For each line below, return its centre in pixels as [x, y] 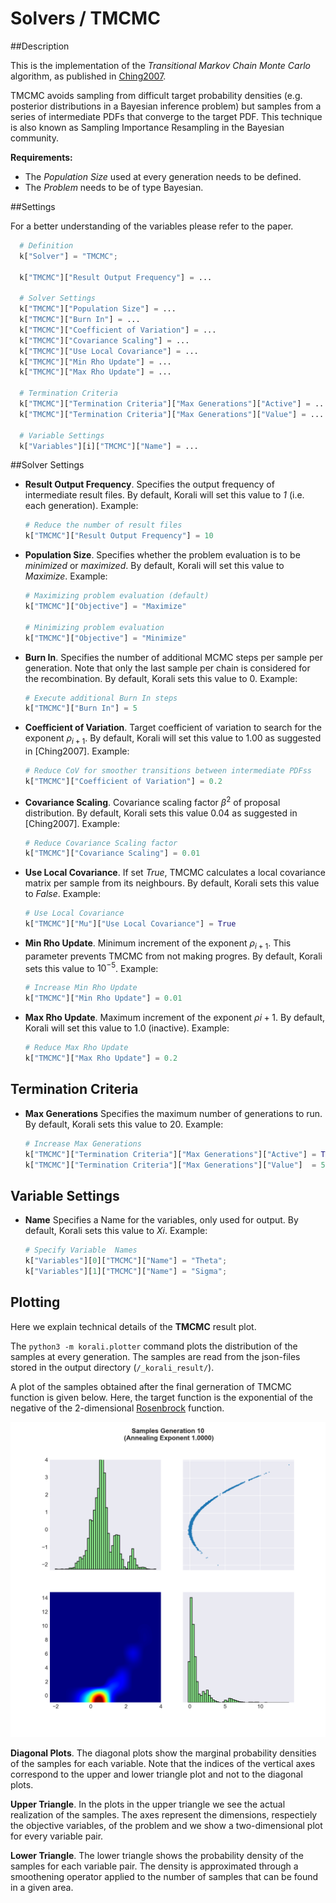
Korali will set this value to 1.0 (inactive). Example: [127, 1028]
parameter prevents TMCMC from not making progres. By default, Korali [173, 956]
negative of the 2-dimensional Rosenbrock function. [117, 1408]
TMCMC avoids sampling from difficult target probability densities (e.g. [156, 95]
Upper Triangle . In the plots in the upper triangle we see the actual [148, 1804]
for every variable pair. [57, 1836]
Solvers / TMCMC [85, 18]
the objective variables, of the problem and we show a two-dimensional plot [166, 1825]
